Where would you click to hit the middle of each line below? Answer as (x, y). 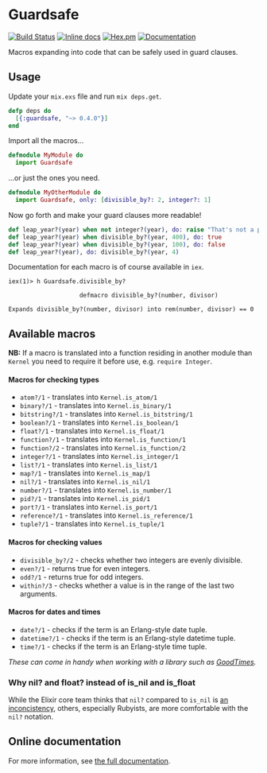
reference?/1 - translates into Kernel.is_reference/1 (106, 515)
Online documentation (65, 742)
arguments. (39, 593)
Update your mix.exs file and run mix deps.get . (85, 96)
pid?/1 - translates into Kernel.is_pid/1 (85, 499)
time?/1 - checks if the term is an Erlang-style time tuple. (113, 647)
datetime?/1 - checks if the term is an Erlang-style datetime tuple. (128, 638)
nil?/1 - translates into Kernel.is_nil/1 (85, 482)
